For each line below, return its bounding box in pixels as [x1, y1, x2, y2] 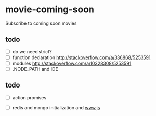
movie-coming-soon [5, 4, 94, 15]
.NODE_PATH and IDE [12, 66, 59, 72]
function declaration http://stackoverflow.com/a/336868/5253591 [12, 54, 151, 61]
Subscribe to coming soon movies [5, 20, 77, 26]
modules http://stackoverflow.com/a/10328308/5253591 [12, 60, 132, 66]
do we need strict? [12, 48, 52, 54]
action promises [12, 94, 47, 100]
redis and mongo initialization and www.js [12, 104, 100, 110]
